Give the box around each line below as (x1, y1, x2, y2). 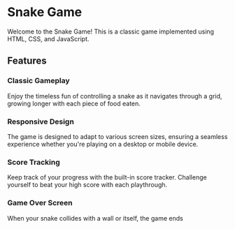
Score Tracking (7, 157, 61, 167)
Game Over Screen (7, 198, 73, 208)
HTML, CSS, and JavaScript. (7, 34, 90, 43)
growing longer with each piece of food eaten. (7, 99, 141, 108)
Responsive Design (7, 117, 75, 126)
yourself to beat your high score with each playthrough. (7, 181, 168, 189)
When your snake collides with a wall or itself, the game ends (7, 214, 183, 222)
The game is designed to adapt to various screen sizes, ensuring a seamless (7, 132, 228, 140)
